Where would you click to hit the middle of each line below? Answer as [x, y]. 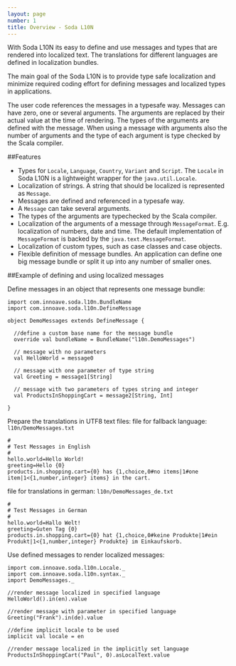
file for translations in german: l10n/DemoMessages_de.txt [91, 491]
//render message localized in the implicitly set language [98, 649]
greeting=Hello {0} [36, 466]
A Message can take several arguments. [74, 209]
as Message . [34, 194]
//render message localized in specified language [84, 593]
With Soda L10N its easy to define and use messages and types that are [113, 48]
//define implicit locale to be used [63, 630]
